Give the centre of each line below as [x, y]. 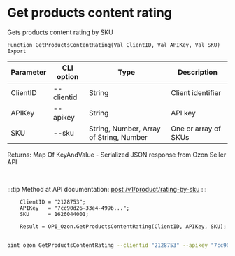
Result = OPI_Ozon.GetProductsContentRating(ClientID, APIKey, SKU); [123, 226]
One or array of [196, 129]
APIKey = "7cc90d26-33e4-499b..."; [75, 208]
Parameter [29, 72]
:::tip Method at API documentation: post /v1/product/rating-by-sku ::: [107, 189]
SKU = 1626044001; [55, 214]
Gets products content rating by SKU [60, 32]
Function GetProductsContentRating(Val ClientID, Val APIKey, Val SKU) [114, 45]
